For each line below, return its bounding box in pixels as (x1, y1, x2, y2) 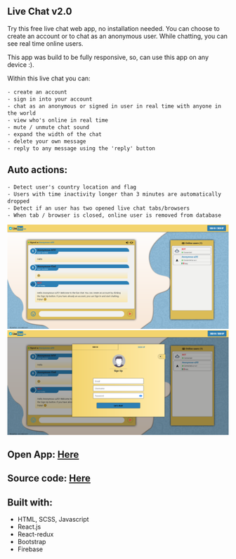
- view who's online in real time (7, 116, 109, 124)
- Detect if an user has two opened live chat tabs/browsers (7, 204, 190, 212)
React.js (17, 522, 41, 531)
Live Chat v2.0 (7, 6, 72, 18)
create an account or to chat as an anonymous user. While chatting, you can (7, 32, 228, 40)
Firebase (17, 545, 44, 553)
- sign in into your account (7, 95, 93, 103)
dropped (7, 197, 30, 205)
